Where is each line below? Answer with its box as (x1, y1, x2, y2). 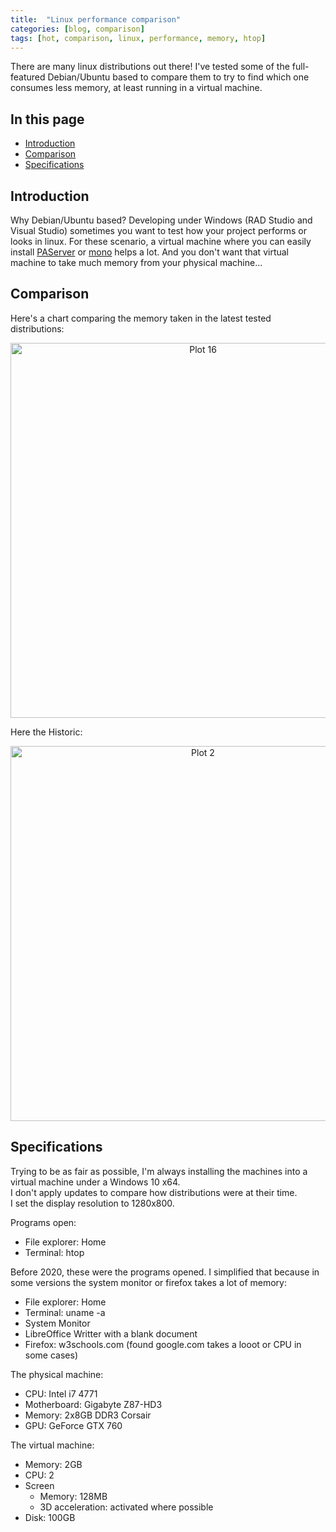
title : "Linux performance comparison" (10, 14, 182, 25)
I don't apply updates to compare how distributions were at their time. (10, 1186, 298, 1198)
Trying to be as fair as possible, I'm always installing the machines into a (10, 1165, 308, 1177)
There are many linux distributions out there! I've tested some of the (10, 61, 290, 73)
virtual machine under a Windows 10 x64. (10, 1176, 181, 1188)
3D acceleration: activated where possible (39, 1501, 214, 1513)
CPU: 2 (24, 1469, 55, 1481)
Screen (24, 1479, 55, 1491)
